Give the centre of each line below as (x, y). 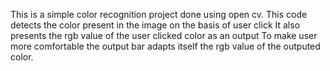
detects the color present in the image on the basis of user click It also (155, 25)
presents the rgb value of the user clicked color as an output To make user (164, 35)
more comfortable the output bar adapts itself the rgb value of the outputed (165, 46)
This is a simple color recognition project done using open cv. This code (159, 14)
